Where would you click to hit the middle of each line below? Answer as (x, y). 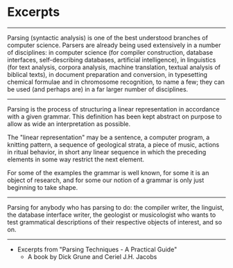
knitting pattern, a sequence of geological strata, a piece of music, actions (113, 144)
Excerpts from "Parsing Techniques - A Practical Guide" (97, 249)
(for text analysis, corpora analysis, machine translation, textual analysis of (114, 67)
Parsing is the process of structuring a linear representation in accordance (113, 109)
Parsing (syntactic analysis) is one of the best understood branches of (107, 37)
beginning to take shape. (43, 187)
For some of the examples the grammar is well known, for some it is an (108, 172)
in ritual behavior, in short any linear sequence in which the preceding (107, 152)
